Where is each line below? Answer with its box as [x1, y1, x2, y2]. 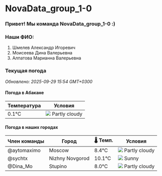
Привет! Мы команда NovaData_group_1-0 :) [5, 21, 115, 27]
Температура [7, 102, 41, 109]
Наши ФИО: [5, 34, 34, 41]
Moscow [49, 147, 69, 154]
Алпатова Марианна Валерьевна [12, 55, 81, 61]
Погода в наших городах [5, 124, 58, 130]
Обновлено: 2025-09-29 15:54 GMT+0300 [5, 78, 93, 84]
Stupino [49, 163, 67, 170]
